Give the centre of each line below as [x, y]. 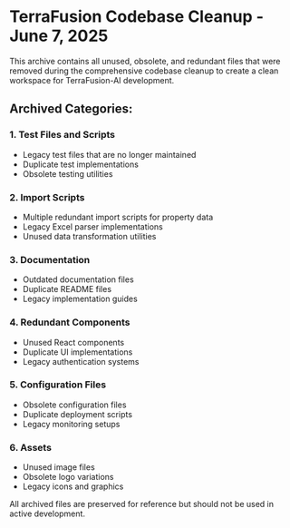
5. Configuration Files [58, 385]
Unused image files [58, 467]
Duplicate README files [67, 289]
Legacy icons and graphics [73, 486]
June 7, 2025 [59, 36]
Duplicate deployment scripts [77, 414]
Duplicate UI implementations [77, 352]
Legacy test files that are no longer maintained [109, 154]
